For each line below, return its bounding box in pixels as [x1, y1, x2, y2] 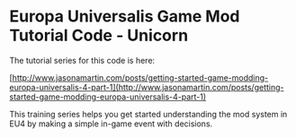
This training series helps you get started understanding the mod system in [9, 108, 288, 119]
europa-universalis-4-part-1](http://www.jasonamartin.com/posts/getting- [9, 82, 285, 92]
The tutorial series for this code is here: [9, 55, 156, 65]
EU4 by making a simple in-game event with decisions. [9, 118, 213, 129]
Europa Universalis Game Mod [9, 6, 240, 27]
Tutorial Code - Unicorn [9, 25, 189, 46]
